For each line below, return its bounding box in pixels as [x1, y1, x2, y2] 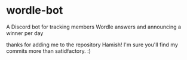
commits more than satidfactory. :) [6, 47, 91, 54]
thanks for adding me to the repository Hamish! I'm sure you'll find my [6, 41, 178, 48]
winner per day [6, 29, 44, 36]
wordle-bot [6, 4, 63, 17]
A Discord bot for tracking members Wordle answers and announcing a [6, 23, 181, 30]
